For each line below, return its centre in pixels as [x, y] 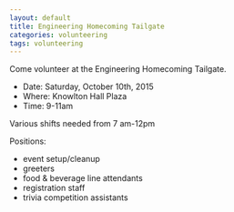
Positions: [28, 141]
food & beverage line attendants [82, 178]
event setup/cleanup [61, 159]
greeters [39, 168]
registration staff [54, 188]
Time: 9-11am [48, 106]
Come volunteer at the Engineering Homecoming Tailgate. [118, 69]
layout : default [40, 18]
